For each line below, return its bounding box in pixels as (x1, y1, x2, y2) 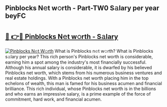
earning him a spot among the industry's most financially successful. (5, 59, 147, 65)
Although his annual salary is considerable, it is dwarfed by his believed (5, 65, 152, 70)
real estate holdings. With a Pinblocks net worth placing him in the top (5, 75, 149, 81)
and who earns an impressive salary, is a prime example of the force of (5, 91, 151, 97)
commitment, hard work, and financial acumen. (5, 97, 102, 102)
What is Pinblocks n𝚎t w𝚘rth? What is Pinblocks (54, 48, 154, 54)
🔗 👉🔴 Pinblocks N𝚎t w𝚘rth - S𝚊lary (5, 32, 119, 41)
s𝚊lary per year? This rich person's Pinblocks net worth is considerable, (5, 54, 153, 59)
